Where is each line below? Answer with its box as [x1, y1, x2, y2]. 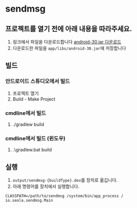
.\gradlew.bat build [12, 147, 52, 153]
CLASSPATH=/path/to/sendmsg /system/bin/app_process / [5, 193, 124, 199]
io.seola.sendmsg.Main [5, 198, 53, 203]
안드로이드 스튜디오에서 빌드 [5, 78, 70, 85]
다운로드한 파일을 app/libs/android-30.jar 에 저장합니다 [12, 45, 126, 51]
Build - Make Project [12, 96, 56, 102]
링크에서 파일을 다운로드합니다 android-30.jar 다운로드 [12, 39, 122, 45]
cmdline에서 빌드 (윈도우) [5, 135, 66, 142]
